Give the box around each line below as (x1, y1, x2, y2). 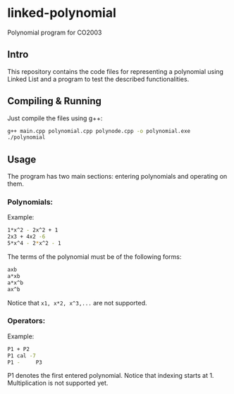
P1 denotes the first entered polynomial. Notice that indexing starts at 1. (7, 371, 214, 380)
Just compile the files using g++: (7, 114, 103, 122)
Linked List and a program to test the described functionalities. (7, 75, 190, 83)
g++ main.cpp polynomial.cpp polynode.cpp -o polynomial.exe (7, 127, 191, 134)
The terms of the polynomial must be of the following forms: (7, 253, 182, 261)
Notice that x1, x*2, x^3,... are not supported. (7, 298, 147, 307)
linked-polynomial (7, 5, 116, 21)
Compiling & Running (7, 95, 102, 107)
